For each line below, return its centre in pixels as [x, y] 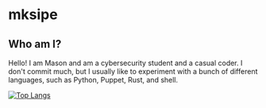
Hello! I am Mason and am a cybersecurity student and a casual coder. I [125, 63]
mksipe [33, 15]
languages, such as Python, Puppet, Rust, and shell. [93, 80]
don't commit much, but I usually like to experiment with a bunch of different [133, 71]
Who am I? [35, 44]
